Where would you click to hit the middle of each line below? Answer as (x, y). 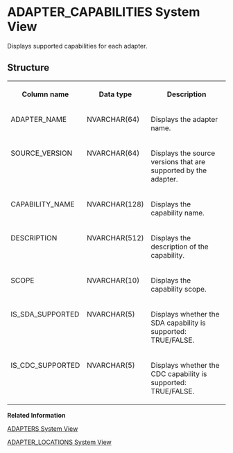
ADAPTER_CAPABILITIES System (104, 12)
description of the (180, 247)
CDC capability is (179, 373)
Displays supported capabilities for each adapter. (77, 46)
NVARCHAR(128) (115, 204)
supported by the (179, 170)
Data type (115, 94)
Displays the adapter (184, 119)
